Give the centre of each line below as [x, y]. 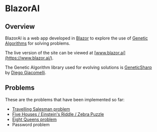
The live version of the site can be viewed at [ [50, 53]
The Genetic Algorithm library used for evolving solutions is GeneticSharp [78, 67]
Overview [20, 27]
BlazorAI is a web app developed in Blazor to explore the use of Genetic [77, 38]
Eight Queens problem [34, 119]
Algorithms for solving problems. [38, 43]
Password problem [31, 124]
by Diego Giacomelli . [26, 73]
